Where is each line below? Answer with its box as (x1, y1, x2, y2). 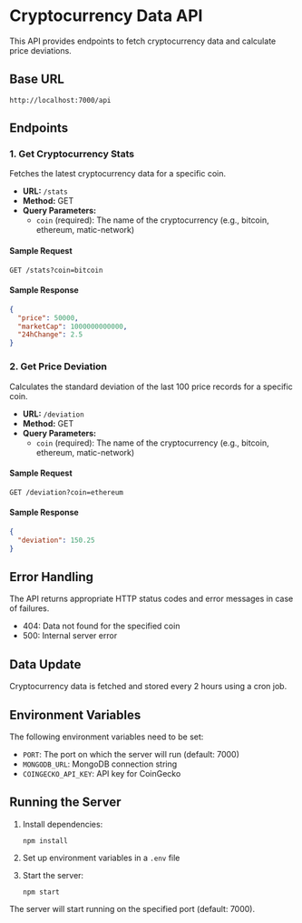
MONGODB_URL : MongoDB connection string (22, 758, 178, 769)
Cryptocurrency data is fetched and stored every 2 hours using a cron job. (9, 681, 287, 692)
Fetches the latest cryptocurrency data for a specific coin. (9, 168, 227, 179)
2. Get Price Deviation (9, 360, 107, 373)
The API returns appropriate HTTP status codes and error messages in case (9, 593, 294, 605)
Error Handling (9, 569, 93, 585)
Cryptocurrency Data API (9, 5, 203, 26)
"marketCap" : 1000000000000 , (17, 322, 128, 331)
